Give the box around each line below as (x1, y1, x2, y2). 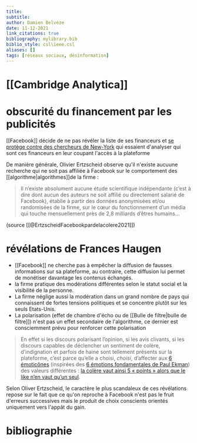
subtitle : (6, 14, 31, 20)
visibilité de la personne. (14, 287, 74, 294)
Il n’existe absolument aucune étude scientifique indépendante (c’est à (20, 185, 191, 192)
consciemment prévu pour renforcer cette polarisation (14, 324, 146, 331)
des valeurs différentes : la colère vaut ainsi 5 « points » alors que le (20, 367, 186, 374)
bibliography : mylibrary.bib (6, 36, 78, 42)
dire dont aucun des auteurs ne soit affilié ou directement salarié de (20, 191, 185, 198)
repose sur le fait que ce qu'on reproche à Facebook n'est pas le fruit (6, 391, 174, 398)
